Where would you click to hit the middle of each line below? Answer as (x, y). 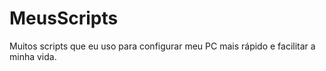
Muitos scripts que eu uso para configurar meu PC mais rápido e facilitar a (162, 46)
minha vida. (33, 56)
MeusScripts (64, 18)
